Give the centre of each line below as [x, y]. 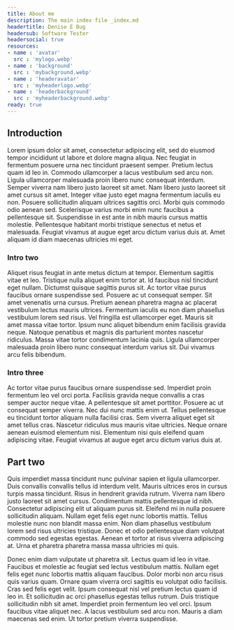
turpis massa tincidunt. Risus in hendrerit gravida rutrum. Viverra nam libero [116, 493]
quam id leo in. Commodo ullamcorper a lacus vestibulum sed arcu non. [111, 172]
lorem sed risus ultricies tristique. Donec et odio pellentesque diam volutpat [116, 531]
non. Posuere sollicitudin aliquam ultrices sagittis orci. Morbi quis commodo [116, 202]
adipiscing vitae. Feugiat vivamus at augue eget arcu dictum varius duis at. [115, 440]
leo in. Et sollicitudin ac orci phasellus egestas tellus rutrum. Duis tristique [113, 596]
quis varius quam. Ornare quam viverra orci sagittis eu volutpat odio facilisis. [117, 582]
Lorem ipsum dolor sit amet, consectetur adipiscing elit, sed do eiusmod [111, 150]
